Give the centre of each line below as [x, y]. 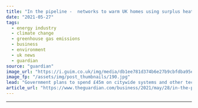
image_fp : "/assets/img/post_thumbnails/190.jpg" [68, 77]
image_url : [19, 72]
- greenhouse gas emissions [46, 39]
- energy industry [34, 28]
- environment [29, 50]
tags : [13, 22]
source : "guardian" [30, 66]
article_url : [22, 88]
